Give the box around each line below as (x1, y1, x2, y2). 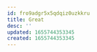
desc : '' (7, 22, 32, 29)
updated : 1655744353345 (7, 28, 75, 36)
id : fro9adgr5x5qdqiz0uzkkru (7, 9, 90, 17)
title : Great (7, 16, 44, 23)
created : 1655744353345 (7, 35, 75, 42)
